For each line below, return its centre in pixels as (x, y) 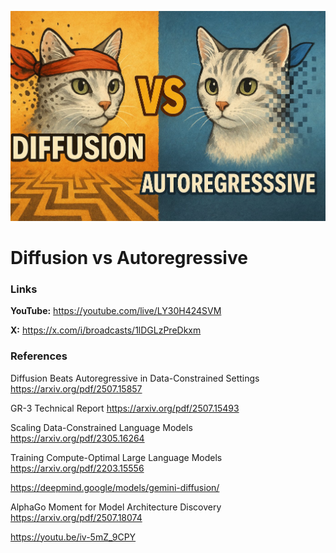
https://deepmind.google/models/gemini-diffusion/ (115, 487)
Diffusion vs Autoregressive (129, 258)
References (39, 356)
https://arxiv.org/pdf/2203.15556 (77, 468)
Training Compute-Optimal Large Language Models (116, 457)
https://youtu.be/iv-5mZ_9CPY (73, 537)
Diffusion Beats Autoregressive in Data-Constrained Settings (135, 378)
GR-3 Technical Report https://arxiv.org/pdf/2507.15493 (125, 408)
